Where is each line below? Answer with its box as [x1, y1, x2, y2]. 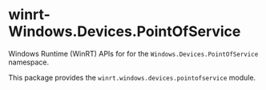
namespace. [8, 57, 50, 67]
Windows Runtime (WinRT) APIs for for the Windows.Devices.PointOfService [8, 49, 259, 58]
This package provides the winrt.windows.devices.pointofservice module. [8, 72, 256, 82]
